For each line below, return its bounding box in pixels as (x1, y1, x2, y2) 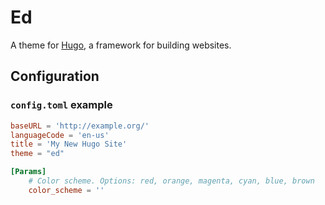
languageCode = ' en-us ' (10, 130, 110, 140)
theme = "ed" (10, 149, 65, 159)
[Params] (10, 167, 47, 177)
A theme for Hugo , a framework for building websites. (10, 39, 232, 51)
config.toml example (10, 98, 113, 112)
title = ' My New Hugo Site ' (10, 139, 128, 150)
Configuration (10, 68, 100, 85)
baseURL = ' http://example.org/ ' (10, 121, 150, 131)
